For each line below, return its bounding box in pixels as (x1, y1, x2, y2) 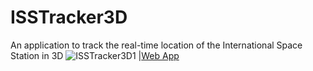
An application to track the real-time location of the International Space (10, 39, 303, 51)
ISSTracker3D (10, 6, 128, 29)
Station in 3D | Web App (10, 49, 180, 61)
